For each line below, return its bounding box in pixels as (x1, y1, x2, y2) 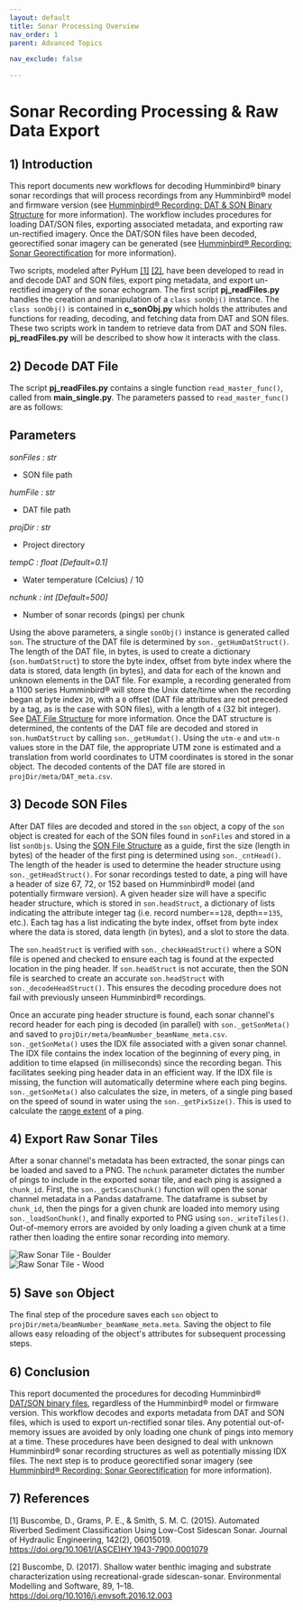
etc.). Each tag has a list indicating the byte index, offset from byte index (9, 917, 279, 927)
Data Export (9, 121, 101, 141)
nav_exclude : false (9, 55, 83, 64)
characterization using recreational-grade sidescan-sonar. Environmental (9, 1570, 281, 1581)
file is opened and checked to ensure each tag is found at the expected (9, 954, 275, 964)
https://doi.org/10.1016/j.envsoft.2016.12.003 (9, 1590, 173, 1601)
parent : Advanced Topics (9, 38, 103, 48)
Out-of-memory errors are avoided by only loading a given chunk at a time (9, 1223, 287, 1233)
